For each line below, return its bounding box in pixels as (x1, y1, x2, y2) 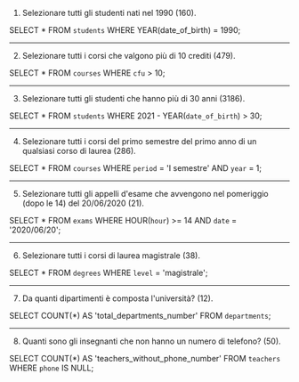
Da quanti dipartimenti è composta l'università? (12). (21, 293, 214, 304)
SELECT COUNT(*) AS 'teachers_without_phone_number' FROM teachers (9, 354, 281, 363)
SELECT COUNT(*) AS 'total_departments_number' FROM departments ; (9, 311, 271, 321)
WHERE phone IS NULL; (9, 362, 94, 373)
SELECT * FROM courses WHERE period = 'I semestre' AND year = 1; (9, 163, 263, 173)
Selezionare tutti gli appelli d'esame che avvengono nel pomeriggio (21, 189, 269, 199)
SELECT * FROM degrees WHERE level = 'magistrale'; (9, 267, 208, 278)
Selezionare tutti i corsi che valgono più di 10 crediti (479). (21, 51, 236, 61)
